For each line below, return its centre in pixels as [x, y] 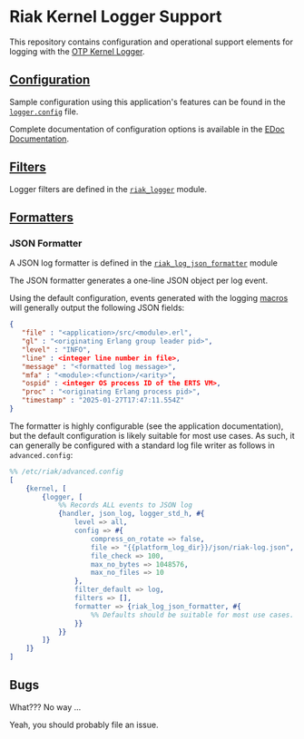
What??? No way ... [45, 707]
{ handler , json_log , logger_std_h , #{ [131, 514]
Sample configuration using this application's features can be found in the [147, 102]
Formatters [42, 217]
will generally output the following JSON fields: [97, 308]
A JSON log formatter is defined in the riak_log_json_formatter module [144, 263]
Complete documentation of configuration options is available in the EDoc [147, 129]
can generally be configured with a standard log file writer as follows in [142, 445]
